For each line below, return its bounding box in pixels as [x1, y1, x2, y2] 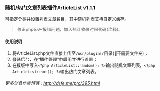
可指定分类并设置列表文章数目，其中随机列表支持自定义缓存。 [5, 16, 129, 22]
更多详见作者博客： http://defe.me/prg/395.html [5, 80, 100, 86]
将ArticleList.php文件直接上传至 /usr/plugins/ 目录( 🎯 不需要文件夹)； [12, 50, 149, 56]
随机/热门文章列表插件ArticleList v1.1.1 [5, 4, 96, 11]
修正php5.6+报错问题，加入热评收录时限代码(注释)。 [17, 27, 123, 32]
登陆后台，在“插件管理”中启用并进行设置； [12, 56, 98, 62]
